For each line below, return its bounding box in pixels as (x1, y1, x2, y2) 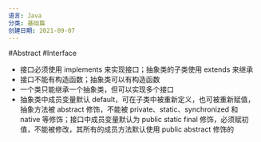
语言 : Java (8, 11, 42, 20)
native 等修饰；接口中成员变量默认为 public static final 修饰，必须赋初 (19, 115, 249, 124)
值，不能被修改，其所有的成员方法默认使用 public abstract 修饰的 (19, 124, 234, 134)
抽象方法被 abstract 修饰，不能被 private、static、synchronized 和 (19, 105, 239, 114)
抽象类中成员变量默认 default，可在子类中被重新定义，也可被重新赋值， (19, 95, 255, 105)
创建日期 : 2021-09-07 (8, 26, 76, 34)
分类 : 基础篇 (8, 19, 45, 27)
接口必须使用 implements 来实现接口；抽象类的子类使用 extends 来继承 (19, 65, 254, 74)
